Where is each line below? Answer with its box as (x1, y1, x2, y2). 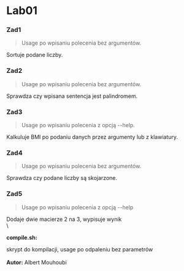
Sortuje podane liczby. (6, 51, 63, 59)
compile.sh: (6, 234, 38, 241)
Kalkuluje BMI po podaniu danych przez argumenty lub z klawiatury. (6, 133, 178, 141)
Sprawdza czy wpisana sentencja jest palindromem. (6, 92, 138, 100)
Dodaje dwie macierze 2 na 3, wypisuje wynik (6, 215, 122, 223)
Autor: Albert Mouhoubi (6, 258, 67, 266)
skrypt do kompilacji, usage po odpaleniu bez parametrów (6, 245, 153, 253)
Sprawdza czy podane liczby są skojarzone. (6, 174, 118, 182)
